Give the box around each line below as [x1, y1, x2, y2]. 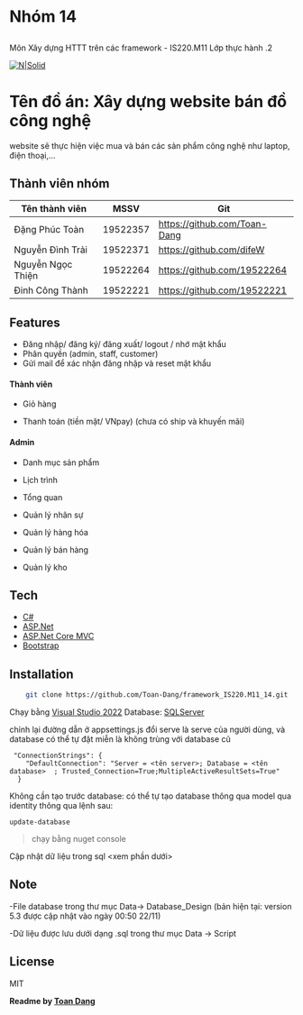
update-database [9, 818, 70, 827]
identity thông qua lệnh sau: [9, 800, 114, 811]
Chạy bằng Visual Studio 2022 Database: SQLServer [9, 707, 205, 718]
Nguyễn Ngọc [14, 259, 73, 271]
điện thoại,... [9, 150, 56, 160]
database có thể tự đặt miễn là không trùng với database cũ [9, 734, 232, 745]
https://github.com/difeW [158, 243, 265, 256]
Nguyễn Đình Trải [14, 243, 88, 256]
